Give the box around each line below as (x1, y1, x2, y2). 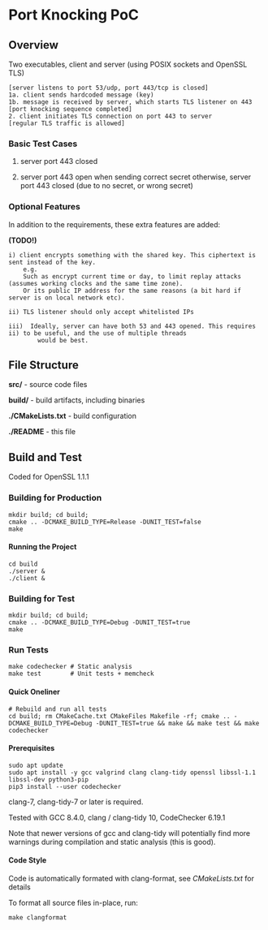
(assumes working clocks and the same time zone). (8, 279, 184, 287)
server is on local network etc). (8, 294, 126, 302)
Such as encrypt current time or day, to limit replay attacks (23, 272, 242, 281)
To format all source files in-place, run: (8, 898, 138, 907)
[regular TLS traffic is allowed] (8, 119, 126, 127)
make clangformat (8, 913, 67, 922)
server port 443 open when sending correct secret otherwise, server (19, 172, 252, 182)
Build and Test (8, 450, 83, 464)
